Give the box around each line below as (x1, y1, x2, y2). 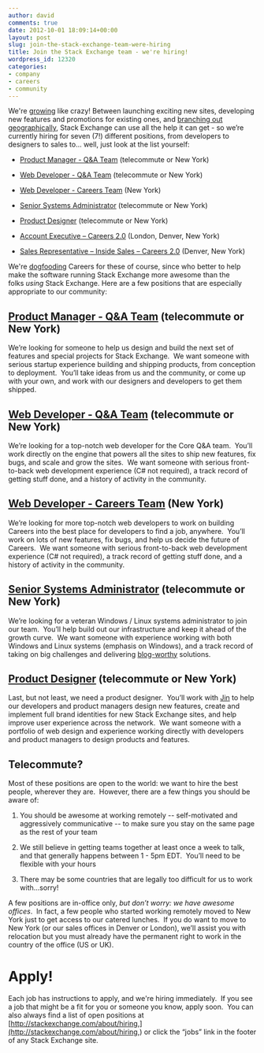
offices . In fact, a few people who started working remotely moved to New (8, 907, 251, 916)
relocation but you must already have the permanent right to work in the (8, 932, 242, 941)
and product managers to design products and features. (8, 735, 191, 744)
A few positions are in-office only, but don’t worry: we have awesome (8, 899, 235, 908)
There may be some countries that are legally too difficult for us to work (19, 875, 253, 884)
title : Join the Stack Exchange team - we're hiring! (8, 48, 189, 56)
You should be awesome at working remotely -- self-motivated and (19, 810, 238, 820)
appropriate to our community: (8, 287, 108, 296)
